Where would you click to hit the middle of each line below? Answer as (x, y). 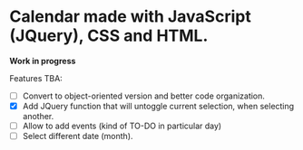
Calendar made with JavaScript (130, 17)
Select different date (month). (78, 136)
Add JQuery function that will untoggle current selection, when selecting (158, 106)
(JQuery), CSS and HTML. (109, 36)
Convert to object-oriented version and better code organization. (144, 96)
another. (38, 117)
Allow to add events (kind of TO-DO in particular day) (122, 126)
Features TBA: (36, 78)
